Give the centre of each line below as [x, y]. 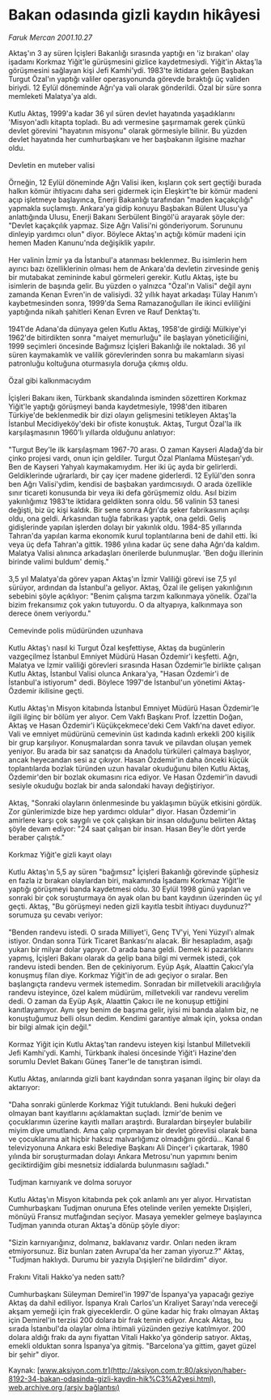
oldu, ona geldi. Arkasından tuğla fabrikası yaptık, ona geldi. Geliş [117, 518]
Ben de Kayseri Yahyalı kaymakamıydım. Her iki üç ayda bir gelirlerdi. [123, 466]
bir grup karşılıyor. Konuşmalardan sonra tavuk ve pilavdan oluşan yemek [130, 742]
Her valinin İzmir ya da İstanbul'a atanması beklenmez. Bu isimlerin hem [128, 260]
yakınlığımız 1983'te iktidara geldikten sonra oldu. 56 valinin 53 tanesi [124, 501]
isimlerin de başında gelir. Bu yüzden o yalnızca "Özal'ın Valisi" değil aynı [130, 286]
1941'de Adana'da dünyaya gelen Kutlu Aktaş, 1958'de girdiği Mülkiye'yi [127, 329]
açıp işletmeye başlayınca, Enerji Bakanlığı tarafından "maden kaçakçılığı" [131, 200]
